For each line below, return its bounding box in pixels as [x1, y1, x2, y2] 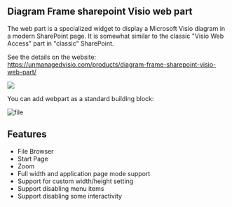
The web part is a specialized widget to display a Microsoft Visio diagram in [7, 24, 226, 32]
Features [7, 128, 47, 140]
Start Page [17, 154, 48, 163]
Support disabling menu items [17, 184, 104, 192]
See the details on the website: [7, 53, 97, 61]
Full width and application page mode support [17, 169, 151, 178]
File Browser [17, 147, 54, 155]
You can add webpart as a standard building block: [7, 94, 154, 102]
